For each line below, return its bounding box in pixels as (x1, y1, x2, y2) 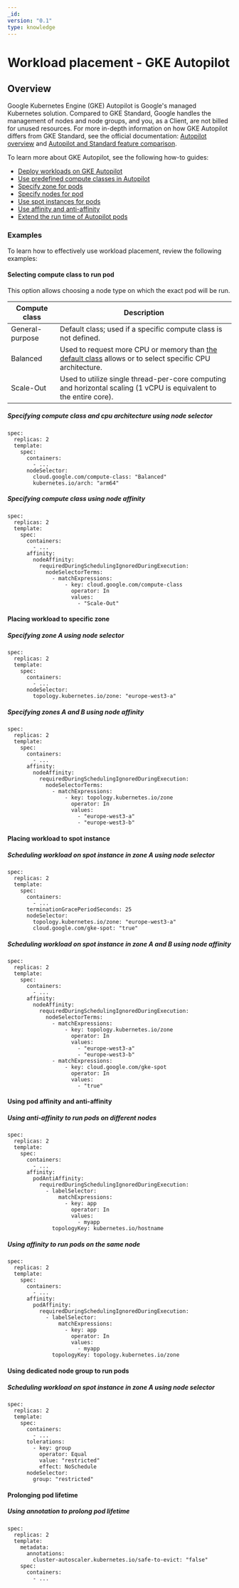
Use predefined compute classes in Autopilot (17, 175, 150, 183)
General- (11, 324, 43, 334)
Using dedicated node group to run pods (7, 1366, 129, 1375)
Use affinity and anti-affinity (17, 205, 100, 214)
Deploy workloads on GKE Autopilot (17, 167, 123, 175)
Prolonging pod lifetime (7, 1490, 78, 1499)
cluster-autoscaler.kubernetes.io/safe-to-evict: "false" (33, 1556, 208, 1563)
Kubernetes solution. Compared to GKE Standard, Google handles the (7, 109, 211, 118)
